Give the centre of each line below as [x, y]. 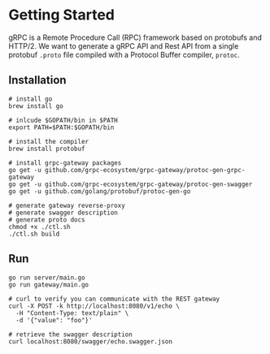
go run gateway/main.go [49, 285]
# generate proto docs [47, 220]
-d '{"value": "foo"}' [54, 320]
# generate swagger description [63, 213]
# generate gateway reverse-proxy [67, 205]
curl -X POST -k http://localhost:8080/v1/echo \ [94, 306]
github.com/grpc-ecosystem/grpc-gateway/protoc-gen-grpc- [145, 170]
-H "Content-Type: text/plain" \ [72, 313]
